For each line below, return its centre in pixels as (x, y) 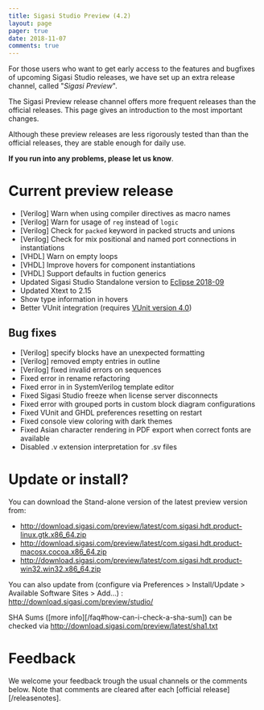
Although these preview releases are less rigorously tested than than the (129, 135)
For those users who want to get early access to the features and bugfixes (132, 69)
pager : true (28, 31)
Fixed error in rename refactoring (75, 378)
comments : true (34, 46)
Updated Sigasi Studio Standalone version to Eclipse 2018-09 (122, 282)
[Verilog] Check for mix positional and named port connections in (128, 240)
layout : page (30, 23)
